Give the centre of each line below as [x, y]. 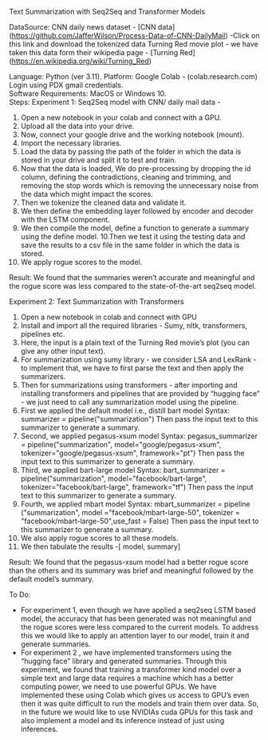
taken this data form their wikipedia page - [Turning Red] [102, 52]
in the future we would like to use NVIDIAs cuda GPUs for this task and [137, 712]
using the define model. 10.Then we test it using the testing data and [133, 236]
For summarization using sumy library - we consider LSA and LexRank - [139, 360]
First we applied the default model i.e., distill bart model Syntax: [125, 410]
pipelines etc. [43, 334]
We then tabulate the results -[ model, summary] [100, 546]
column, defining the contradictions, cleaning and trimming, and [126, 177]
